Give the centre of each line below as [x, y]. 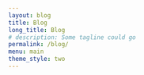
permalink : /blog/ [38, 45]
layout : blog [30, 15]
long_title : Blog [37, 30]
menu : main [26, 52]
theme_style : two [37, 59]
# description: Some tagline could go [72, 37]
